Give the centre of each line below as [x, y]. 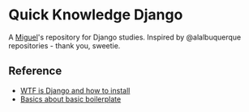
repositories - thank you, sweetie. [64, 45]
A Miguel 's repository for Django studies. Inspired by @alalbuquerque [125, 37]
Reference [35, 71]
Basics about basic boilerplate [71, 99]
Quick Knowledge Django [96, 15]
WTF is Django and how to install [75, 90]
